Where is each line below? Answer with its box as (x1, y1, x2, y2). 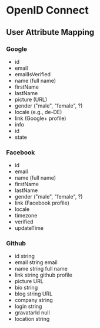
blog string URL (14, 290, 53, 297)
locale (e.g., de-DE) (14, 108, 62, 115)
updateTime (14, 225, 44, 232)
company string (14, 297, 53, 304)
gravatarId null (14, 309, 50, 316)
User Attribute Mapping (6, 27, 95, 37)
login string (14, 303, 42, 310)
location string (14, 316, 50, 323)
